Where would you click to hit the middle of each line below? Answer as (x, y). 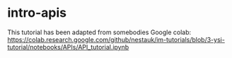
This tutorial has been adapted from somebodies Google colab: (99, 32)
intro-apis (37, 13)
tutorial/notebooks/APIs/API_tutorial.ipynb (68, 47)
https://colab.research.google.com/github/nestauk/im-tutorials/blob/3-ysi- (116, 39)
